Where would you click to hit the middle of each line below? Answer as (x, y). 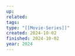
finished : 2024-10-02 (33, 38)
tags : (13, 22)
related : (17, 17)
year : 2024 (19, 44)
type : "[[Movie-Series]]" (38, 28)
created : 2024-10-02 (32, 33)
